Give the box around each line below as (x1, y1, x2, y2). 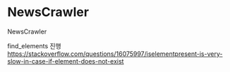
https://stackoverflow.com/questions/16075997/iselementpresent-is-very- (7, 50, 223, 58)
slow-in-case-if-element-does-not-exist (7, 57, 124, 65)
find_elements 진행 (7, 41, 61, 50)
